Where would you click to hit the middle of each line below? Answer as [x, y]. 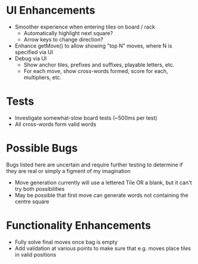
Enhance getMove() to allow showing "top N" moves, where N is [93, 46]
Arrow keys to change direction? [63, 39]
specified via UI [34, 52]
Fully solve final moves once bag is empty [66, 242]
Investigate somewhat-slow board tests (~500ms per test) [86, 118]
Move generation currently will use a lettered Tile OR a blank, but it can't [103, 183]
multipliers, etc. [43, 77]
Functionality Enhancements [79, 225]
